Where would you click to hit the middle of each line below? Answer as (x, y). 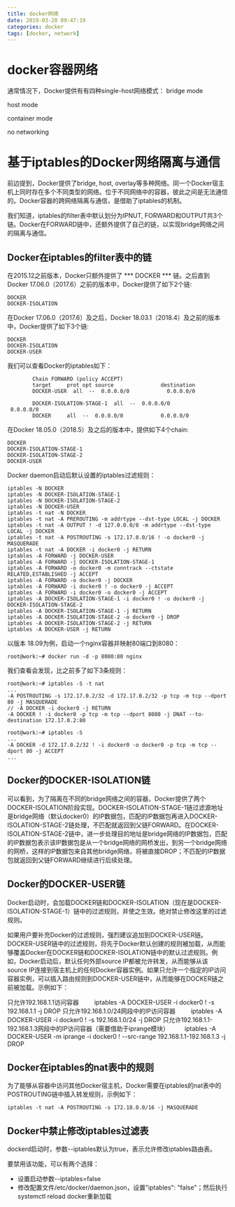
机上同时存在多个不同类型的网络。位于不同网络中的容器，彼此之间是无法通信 (117, 192)
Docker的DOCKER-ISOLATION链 (79, 781)
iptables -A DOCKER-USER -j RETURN (59, 629)
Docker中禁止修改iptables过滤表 (78, 1131)
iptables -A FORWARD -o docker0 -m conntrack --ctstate (90, 568)
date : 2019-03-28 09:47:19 (47, 20)
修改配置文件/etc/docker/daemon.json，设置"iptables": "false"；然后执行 (122, 1187)
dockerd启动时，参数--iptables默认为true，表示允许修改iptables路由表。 (112, 1149)
